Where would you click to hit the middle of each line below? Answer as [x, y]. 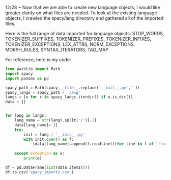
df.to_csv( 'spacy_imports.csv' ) [39, 172]
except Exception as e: [40, 153]
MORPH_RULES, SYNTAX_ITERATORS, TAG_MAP [57, 50]
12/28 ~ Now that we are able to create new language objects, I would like [83, 7]
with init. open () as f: [49, 139]
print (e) [33, 158]
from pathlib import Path [33, 69]
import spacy [19, 73]
